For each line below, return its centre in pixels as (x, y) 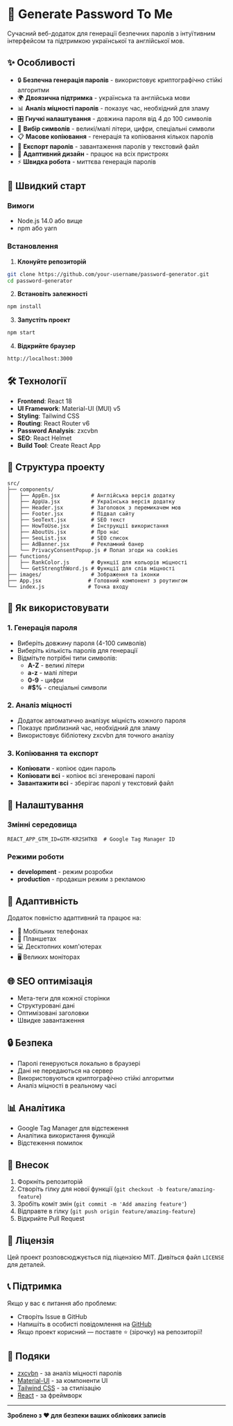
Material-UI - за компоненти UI (62, 1380)
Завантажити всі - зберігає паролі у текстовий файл (95, 783)
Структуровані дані (46, 1005)
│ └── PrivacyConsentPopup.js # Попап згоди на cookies (93, 550)
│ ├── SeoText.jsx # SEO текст (67, 520)
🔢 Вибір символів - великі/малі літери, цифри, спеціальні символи (116, 129)
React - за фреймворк (50, 1395)
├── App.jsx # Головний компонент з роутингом (97, 581)
